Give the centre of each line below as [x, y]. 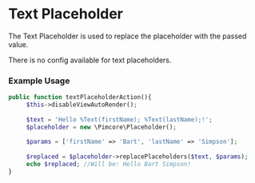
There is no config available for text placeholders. [90, 60]
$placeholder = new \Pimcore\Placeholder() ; [102, 127]
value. [18, 44]
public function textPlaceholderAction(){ [80, 97]
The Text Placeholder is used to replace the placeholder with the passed [127, 36]
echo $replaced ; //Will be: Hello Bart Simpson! [109, 165]
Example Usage [39, 81]
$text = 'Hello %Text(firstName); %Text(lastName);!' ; [120, 119]
